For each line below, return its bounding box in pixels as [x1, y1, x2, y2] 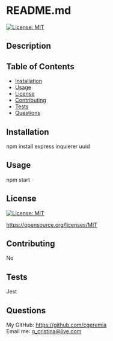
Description [6, 41, 51, 51]
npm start [6, 176, 31, 183]
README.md [6, 4, 72, 17]
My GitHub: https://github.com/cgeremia [6, 321, 107, 328]
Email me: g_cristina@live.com [6, 328, 82, 335]
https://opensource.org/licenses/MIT [6, 221, 97, 229]
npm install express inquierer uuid [6, 143, 90, 150]
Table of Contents [6, 61, 75, 72]
